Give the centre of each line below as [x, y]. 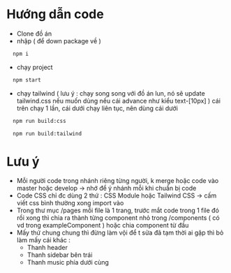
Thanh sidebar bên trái [60, 255]
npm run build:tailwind [47, 133]
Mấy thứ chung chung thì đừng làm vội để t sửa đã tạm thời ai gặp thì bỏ [120, 233]
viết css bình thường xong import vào [70, 203]
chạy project [35, 67]
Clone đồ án [34, 34]
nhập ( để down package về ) [59, 40]
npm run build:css [40, 121]
